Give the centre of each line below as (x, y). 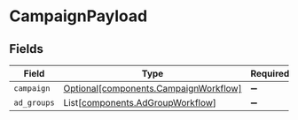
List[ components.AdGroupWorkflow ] (140, 103)
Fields (27, 49)
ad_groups (34, 103)
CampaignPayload (78, 16)
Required (270, 74)
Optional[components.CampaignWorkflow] (153, 88)
